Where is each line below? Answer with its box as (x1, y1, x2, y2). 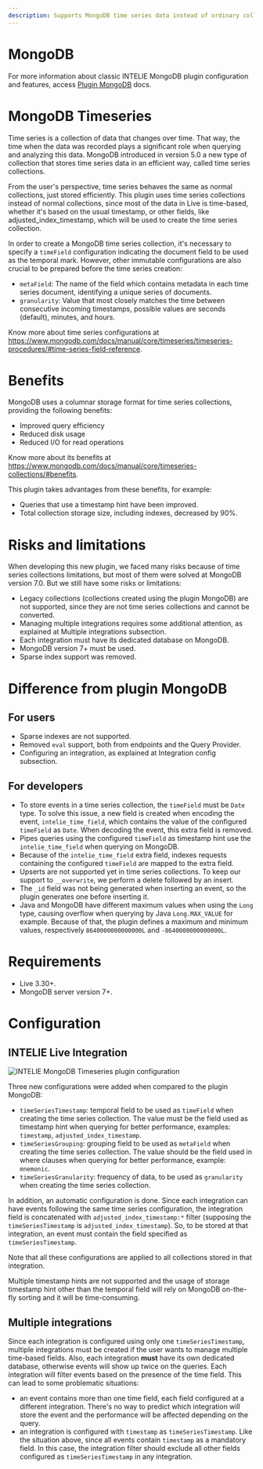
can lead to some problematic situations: (8, 1378, 139, 1387)
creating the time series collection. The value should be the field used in (19, 1147, 253, 1157)
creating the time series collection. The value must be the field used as (19, 1114, 248, 1124)
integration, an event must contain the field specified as (8, 1230, 188, 1239)
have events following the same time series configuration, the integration (8, 1204, 243, 1214)
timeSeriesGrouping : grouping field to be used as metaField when (19, 1139, 231, 1149)
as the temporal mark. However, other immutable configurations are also (8, 255, 242, 265)
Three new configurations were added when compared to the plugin (8, 1082, 229, 1091)
